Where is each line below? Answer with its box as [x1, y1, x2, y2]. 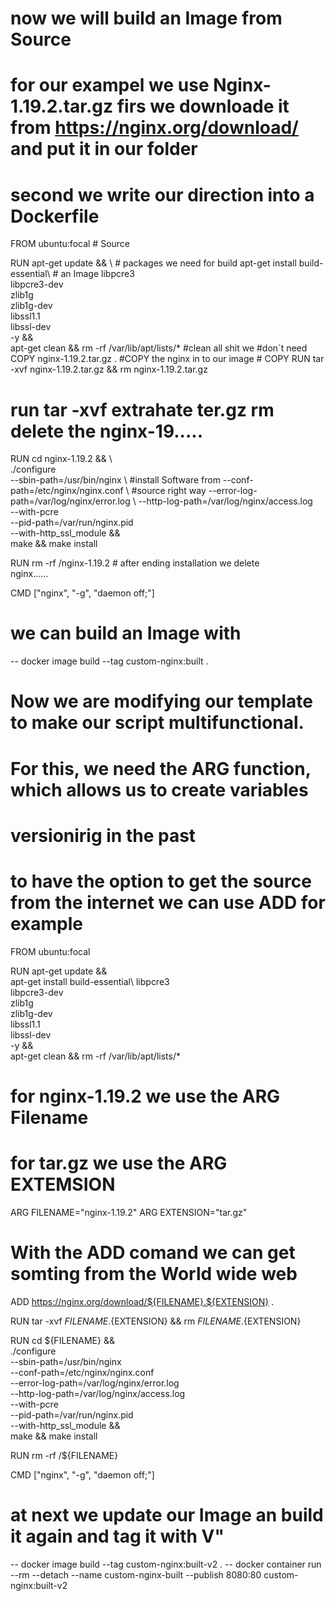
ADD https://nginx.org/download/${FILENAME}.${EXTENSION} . [10, 1295, 275, 1307]
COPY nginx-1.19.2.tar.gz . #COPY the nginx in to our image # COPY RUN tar [10, 353, 325, 365]
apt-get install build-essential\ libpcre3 [10, 975, 170, 987]
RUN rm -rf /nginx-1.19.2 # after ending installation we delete [10, 557, 260, 569]
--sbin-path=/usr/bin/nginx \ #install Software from [10, 474, 221, 486]
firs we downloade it [116, 95, 290, 118]
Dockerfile [10, 205, 100, 227]
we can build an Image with [10, 622, 242, 645]
